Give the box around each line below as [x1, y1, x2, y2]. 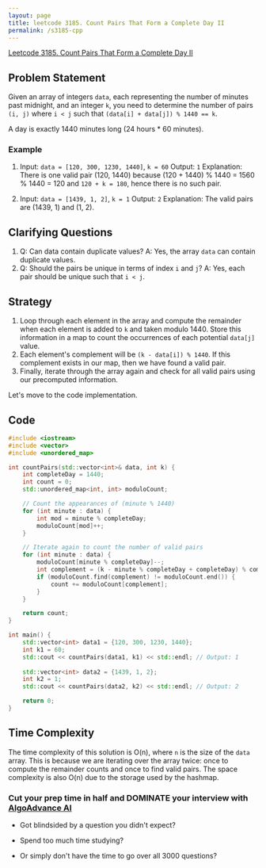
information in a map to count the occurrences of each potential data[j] [19, 333, 256, 342]
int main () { [8, 631, 51, 639]
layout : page [8, 11, 51, 20]
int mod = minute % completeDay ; [36, 514, 147, 522]
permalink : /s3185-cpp [8, 26, 83, 34]
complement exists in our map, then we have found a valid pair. [19, 358, 226, 368]
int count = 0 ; [22, 478, 73, 486]
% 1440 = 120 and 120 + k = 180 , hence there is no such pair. [19, 179, 222, 189]
